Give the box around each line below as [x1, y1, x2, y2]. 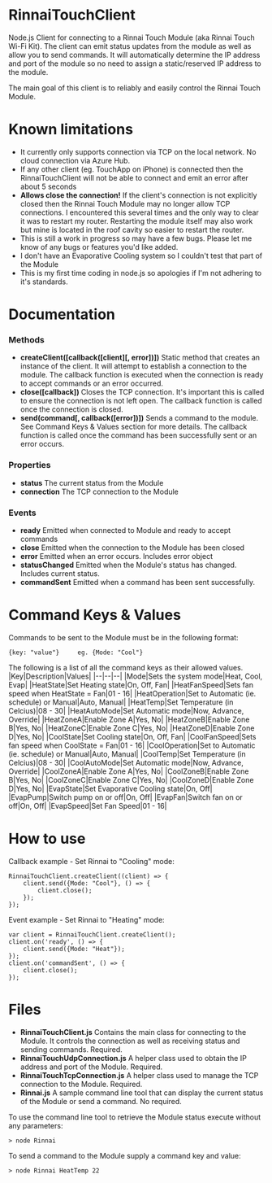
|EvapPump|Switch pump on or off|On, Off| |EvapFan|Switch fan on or [8, 792, 244, 802]
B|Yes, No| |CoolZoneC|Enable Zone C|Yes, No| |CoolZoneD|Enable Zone [8, 775, 254, 784]
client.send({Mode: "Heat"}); [23, 945, 126, 953]
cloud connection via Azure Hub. [19, 155, 131, 165]
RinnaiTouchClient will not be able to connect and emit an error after [19, 172, 249, 182]
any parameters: [8, 1120, 63, 1130]
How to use [8, 830, 86, 848]
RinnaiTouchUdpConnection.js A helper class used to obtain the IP [19, 1053, 248, 1063]
